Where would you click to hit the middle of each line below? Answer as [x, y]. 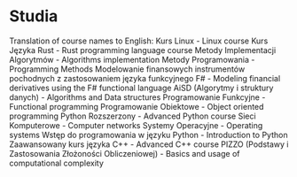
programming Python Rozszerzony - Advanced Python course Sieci [133, 116]
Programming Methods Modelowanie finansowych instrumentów [127, 69]
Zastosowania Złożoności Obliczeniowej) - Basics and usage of [125, 153]
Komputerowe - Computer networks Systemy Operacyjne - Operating [136, 125]
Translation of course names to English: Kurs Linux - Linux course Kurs [139, 41]
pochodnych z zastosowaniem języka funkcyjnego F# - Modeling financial [145, 78]
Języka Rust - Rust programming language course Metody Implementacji [143, 50]
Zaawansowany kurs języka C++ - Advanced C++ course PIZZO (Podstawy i [149, 144]
